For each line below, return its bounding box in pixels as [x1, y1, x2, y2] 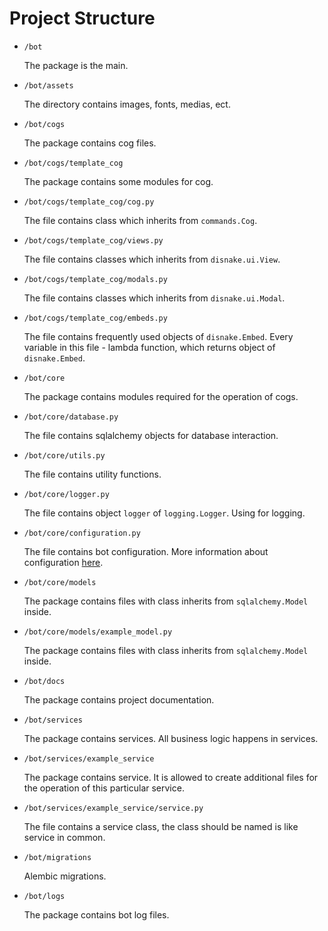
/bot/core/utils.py [23, 450, 106, 461]
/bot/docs [23, 676, 66, 686]
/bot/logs [23, 891, 66, 901]
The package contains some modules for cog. [23, 175, 214, 187]
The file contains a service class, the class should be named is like [23, 820, 299, 832]
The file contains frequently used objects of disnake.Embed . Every [23, 330, 294, 342]
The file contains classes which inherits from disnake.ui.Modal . [23, 292, 286, 304]
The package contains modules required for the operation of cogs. [23, 390, 299, 402]
